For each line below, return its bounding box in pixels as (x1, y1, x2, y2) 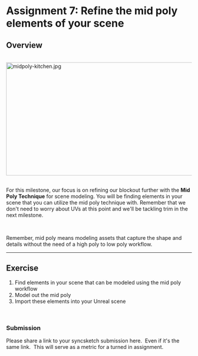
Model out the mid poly (14, 291, 71, 298)
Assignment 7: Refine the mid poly (6, 4, 178, 18)
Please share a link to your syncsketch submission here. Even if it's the (6, 337, 180, 344)
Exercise (6, 263, 39, 273)
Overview (6, 40, 43, 50)
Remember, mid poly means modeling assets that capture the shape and (6, 235, 182, 241)
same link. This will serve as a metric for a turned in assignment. (6, 344, 164, 351)
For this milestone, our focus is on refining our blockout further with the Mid (6, 187, 190, 193)
